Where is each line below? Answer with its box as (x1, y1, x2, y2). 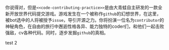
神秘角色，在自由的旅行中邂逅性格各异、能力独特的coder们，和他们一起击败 (5, 23, 164, 29)
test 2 (5, 40, 18, 45)
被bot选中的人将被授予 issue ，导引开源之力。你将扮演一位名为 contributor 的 (5, 17, 164, 23)
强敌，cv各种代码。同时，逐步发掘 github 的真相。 (5, 30, 109, 35)
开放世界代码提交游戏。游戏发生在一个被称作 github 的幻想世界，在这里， (9, 11, 161, 17)
